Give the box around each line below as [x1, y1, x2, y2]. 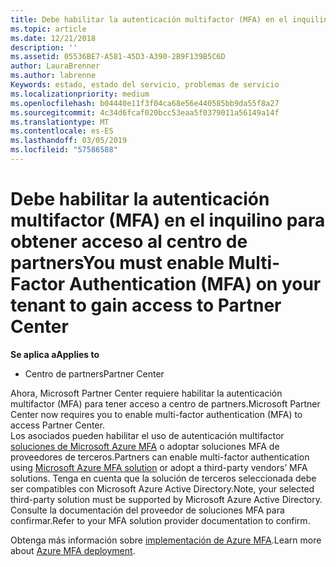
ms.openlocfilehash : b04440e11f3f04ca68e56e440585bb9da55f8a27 [10, 98, 280, 108]
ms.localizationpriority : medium [10, 89, 150, 99]
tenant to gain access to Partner [10, 294, 282, 317]
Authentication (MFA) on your [68, 273, 322, 296]
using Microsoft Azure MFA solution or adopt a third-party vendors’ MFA [10, 461, 308, 473]
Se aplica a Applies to [10, 348, 100, 360]
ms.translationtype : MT [10, 117, 110, 127]
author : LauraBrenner [10, 61, 101, 71]
